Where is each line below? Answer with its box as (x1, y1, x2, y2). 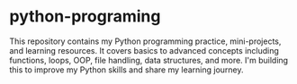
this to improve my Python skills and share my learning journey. (9, 64, 245, 75)
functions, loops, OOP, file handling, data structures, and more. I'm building (9, 55, 289, 65)
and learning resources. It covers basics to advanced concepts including (9, 45, 279, 55)
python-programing (9, 6, 161, 27)
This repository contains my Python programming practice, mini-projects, (9, 36, 282, 46)
